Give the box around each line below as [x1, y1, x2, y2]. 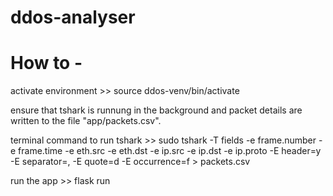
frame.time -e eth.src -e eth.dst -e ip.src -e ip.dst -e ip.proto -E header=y [18, 145, 322, 157]
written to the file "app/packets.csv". [10, 115, 162, 127]
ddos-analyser [10, 6, 136, 29]
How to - [10, 52, 83, 75]
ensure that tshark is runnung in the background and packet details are [10, 104, 303, 116]
